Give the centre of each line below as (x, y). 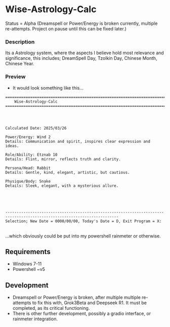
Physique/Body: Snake (28, 181)
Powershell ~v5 (29, 269)
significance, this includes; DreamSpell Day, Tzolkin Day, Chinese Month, (81, 58)
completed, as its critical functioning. (51, 308)
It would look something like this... (48, 88)
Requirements (28, 252)
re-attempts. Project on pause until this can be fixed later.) (66, 28)
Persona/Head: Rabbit (28, 168)
